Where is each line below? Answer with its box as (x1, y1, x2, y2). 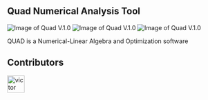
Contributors (7, 57, 64, 68)
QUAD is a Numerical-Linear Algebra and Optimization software (7, 37, 189, 45)
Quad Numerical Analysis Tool (7, 5, 140, 17)
